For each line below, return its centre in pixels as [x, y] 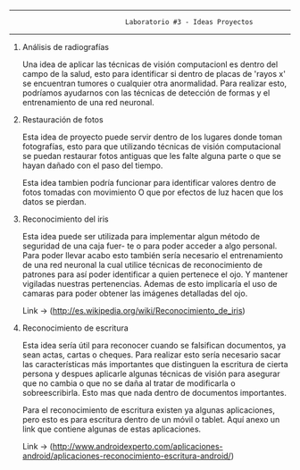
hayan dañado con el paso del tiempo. [92, 165]
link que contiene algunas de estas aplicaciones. [112, 429]
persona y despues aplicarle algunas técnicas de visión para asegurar [151, 373]
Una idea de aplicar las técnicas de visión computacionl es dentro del [150, 64]
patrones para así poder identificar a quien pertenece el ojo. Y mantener [155, 274]
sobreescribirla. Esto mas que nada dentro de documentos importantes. [154, 393]
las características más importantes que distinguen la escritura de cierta [155, 364]
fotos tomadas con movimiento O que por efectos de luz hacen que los [153, 192]
